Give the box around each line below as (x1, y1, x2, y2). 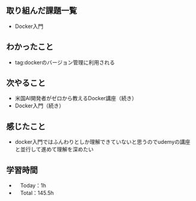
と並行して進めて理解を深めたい (14, 146, 94, 153)
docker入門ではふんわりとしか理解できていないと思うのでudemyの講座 (14, 138, 191, 146)
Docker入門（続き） (14, 102, 65, 109)
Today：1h (20, 182, 47, 189)
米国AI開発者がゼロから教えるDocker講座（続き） (14, 95, 137, 102)
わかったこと (6, 42, 54, 52)
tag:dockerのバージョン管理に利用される (14, 58, 115, 66)
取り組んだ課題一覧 (6, 5, 77, 16)
